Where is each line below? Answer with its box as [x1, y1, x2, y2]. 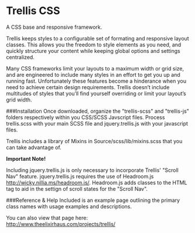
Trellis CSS [6, 4, 60, 18]
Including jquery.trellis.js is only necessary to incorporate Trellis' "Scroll [6, 166, 179, 174]
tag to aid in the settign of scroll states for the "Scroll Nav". [6, 185, 148, 192]
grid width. [6, 96, 32, 103]
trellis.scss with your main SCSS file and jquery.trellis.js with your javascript [6, 120, 189, 127]
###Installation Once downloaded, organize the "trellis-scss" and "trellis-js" [6, 107, 189, 114]
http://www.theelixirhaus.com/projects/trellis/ [6, 220, 116, 227]
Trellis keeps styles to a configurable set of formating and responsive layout [6, 35, 189, 42]
